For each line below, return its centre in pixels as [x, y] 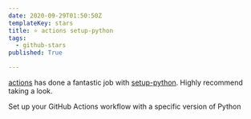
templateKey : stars [41, 23]
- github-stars [41, 46]
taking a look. [31, 91]
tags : [17, 38]
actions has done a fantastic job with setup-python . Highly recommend [125, 82]
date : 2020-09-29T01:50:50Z [55, 16]
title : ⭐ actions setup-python [61, 30]
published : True [35, 53]
